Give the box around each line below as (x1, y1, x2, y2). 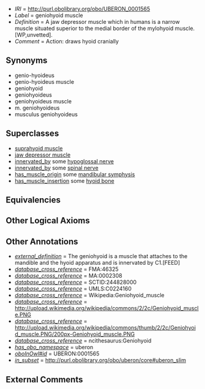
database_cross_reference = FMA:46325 (14, 265, 119, 273)
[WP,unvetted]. (14, 31, 53, 39)
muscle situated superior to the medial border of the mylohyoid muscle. (14, 24, 195, 32)
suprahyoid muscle (14, 144, 63, 152)
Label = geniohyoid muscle (14, 12, 83, 19)
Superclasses (6, 128, 59, 139)
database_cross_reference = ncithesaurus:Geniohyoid (14, 337, 152, 344)
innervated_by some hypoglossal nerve (14, 157, 114, 165)
